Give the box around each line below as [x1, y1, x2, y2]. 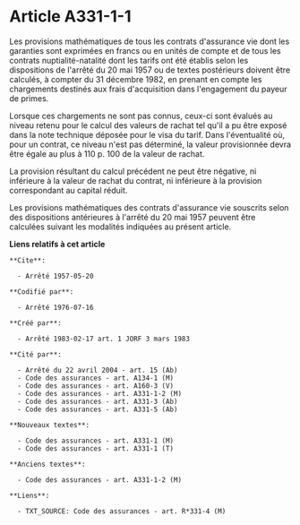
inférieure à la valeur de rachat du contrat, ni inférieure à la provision [9, 175, 262, 185]
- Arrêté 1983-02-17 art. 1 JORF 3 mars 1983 [17, 334, 191, 343]
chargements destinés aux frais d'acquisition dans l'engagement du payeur [9, 83, 287, 94]
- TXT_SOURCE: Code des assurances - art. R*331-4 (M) [17, 506, 227, 516]
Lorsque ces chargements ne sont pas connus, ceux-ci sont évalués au [9, 110, 273, 121]
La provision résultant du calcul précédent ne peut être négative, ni [9, 166, 257, 176]
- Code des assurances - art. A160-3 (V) [17, 381, 175, 391]
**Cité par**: [9, 349, 63, 359]
